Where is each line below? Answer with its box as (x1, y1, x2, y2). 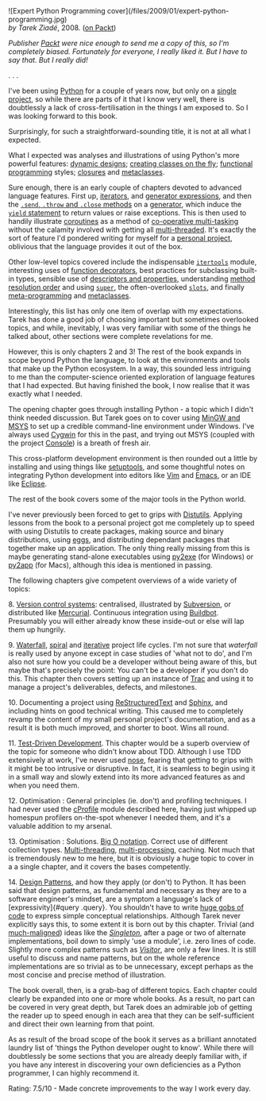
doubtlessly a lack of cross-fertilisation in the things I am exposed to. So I (8, 103, 249, 112)
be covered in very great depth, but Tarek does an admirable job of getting (8, 1003, 253, 1011)
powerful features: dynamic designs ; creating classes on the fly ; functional (8, 159, 253, 168)
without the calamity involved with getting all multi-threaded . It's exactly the (8, 225, 256, 234)
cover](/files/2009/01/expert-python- (106, 6, 229, 15)
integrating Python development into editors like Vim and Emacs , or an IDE (8, 471, 252, 479)
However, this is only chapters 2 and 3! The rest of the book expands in (8, 347, 242, 356)
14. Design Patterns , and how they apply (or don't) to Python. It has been (8, 877, 246, 887)
